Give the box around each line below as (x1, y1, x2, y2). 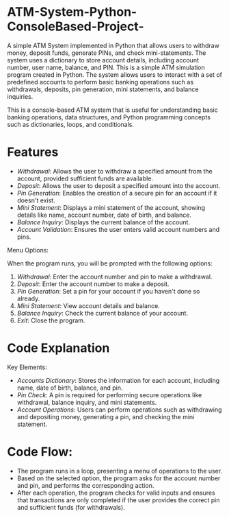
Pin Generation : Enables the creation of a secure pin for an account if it (16, 189, 217, 197)
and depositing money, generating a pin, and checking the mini (16, 412, 195, 421)
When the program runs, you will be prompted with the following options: (7, 259, 213, 268)
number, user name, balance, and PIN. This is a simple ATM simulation (7, 63, 205, 71)
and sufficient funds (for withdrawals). (16, 503, 125, 511)
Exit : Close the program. (16, 316, 85, 325)
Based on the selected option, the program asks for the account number (16, 474, 221, 482)
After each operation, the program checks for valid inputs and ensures (16, 488, 215, 497)
